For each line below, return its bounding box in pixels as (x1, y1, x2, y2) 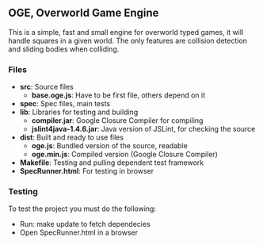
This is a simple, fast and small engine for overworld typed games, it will (8, 27, 244, 36)
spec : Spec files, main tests (19, 99, 111, 109)
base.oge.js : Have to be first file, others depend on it (31, 90, 206, 100)
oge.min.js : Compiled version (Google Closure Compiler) (31, 150, 218, 159)
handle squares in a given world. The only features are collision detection (8, 36, 248, 45)
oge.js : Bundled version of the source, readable (31, 141, 188, 151)
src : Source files (19, 82, 74, 92)
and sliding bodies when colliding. (8, 44, 120, 54)
